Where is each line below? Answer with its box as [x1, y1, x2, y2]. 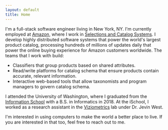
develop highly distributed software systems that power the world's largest [5, 36, 161, 43]
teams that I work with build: [5, 52, 64, 58]
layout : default [5, 7, 39, 13]
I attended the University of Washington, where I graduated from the [5, 93, 147, 99]
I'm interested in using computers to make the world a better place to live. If [5, 113, 162, 119]
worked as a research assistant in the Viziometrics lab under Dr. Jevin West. [5, 104, 163, 110]
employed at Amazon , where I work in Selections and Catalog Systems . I [5, 31, 156, 37]
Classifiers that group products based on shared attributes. [12, 62, 136, 68]
